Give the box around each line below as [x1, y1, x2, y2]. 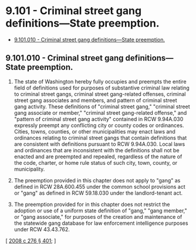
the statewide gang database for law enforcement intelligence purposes [13, 219, 188, 226]
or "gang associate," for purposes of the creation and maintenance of [13, 213, 183, 220]
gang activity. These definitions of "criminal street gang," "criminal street [13, 103, 190, 110]
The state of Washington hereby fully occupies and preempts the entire [13, 78, 187, 85]
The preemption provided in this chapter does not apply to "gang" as [13, 176, 181, 184]
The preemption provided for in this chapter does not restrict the [13, 201, 171, 208]
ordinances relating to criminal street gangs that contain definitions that [13, 134, 187, 141]
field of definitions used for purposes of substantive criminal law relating [13, 84, 190, 91]
